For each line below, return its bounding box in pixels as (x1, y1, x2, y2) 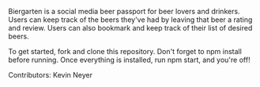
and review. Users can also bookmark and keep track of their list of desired (8, 24, 253, 32)
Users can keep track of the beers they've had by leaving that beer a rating (8, 15, 253, 24)
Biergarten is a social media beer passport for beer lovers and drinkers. (8, 7, 240, 16)
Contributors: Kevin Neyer (8, 71, 93, 79)
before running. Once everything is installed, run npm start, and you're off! (8, 55, 251, 64)
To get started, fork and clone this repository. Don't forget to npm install (8, 47, 243, 56)
